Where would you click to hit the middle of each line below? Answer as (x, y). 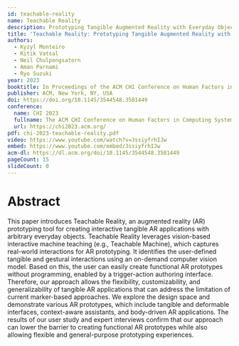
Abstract (34, 201)
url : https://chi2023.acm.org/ (60, 126)
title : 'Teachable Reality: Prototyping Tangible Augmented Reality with (119, 34)
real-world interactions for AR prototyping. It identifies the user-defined (112, 251)
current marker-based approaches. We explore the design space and (109, 297)
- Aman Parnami (36, 67)
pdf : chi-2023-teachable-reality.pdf (63, 133)
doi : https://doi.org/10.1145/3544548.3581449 (78, 100)
